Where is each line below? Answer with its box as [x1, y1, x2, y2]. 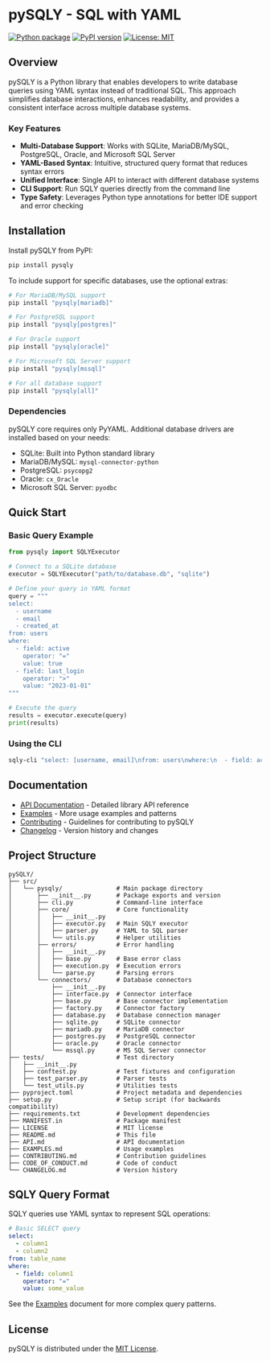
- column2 [15, 1248, 48, 1256]
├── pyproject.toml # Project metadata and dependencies [8, 1088, 243, 1096]
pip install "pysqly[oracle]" [8, 343, 110, 351]
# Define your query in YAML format [8, 585, 131, 593]
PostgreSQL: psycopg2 [19, 465, 93, 475]
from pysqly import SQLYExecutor [8, 548, 121, 556]
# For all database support [8, 379, 103, 387]
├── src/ [8, 877, 38, 885]
